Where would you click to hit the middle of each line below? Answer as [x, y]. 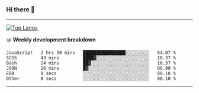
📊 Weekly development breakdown [51, 40]
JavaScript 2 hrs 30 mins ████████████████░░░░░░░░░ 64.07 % [91, 53]
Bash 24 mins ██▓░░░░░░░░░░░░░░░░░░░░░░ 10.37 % [91, 63]
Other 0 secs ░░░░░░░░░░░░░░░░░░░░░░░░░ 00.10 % [91, 79]
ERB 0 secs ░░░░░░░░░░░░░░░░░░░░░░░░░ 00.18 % [91, 73]
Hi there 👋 [21, 9]
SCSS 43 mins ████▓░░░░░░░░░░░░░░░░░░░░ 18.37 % [91, 58]
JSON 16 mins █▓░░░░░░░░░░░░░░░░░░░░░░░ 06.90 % [91, 68]
